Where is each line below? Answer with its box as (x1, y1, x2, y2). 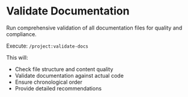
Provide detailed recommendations (14, 84, 102, 92)
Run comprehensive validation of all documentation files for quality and (6, 24, 183, 31)
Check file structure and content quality (14, 65, 114, 73)
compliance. (6, 30, 37, 37)
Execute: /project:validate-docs (6, 42, 89, 49)
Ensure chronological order (14, 78, 83, 86)
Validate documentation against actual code (14, 72, 124, 79)
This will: (6, 54, 28, 61)
